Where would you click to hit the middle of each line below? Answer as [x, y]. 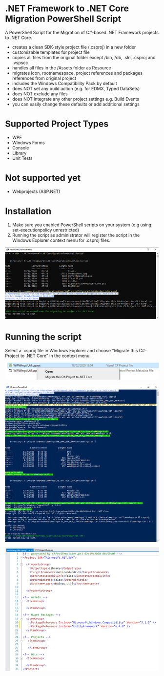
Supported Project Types [57, 124]
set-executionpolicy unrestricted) [46, 230]
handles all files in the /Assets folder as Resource [61, 68]
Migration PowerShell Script [63, 19]
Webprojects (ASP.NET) [36, 191]
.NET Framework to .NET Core [67, 9]
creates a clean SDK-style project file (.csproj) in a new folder [74, 47]
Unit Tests [22, 158]
